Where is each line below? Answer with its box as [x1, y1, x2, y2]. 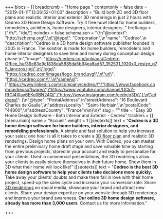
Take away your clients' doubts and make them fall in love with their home [5, 174, 153, 180]
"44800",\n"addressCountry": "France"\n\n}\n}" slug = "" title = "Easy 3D [5, 107, 152, 113]
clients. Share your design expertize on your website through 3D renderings [5, 190, 157, 196]
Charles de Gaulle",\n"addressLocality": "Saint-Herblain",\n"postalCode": [5, 102, 152, 108]
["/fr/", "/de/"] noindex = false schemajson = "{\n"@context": [5, 30, 127, 35]
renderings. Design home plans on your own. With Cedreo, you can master [5, 138, 155, 144]
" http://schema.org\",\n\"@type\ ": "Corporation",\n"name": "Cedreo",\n [5, 35, 147, 41]
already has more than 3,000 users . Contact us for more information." [5, 200, 147, 206]
